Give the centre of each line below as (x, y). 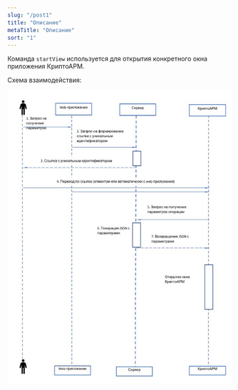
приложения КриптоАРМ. (46, 66)
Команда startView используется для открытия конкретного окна (108, 59)
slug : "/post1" (30, 15)
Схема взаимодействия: (45, 80)
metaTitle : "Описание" (41, 30)
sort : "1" (22, 38)
